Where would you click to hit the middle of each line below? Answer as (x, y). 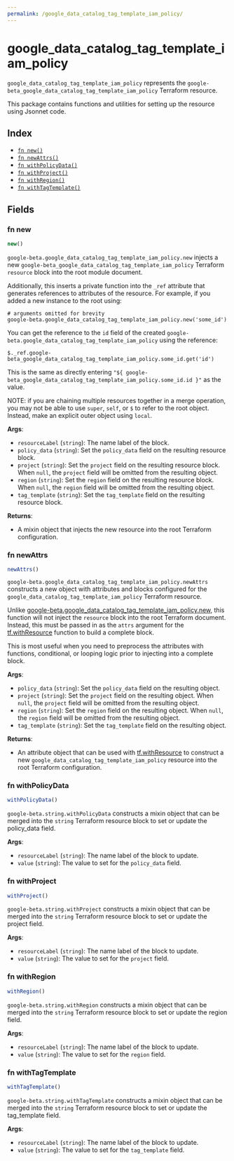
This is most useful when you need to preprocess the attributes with (106, 646)
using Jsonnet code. (37, 111)
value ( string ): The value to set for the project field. (93, 958)
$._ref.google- (29, 353)
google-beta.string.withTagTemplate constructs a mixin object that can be (115, 1100)
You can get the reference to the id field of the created (87, 332)
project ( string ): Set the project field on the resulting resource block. (119, 465)
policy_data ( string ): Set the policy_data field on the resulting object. (119, 688)
